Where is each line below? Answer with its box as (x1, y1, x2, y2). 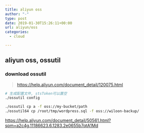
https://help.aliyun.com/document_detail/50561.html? (5, 118, 111, 123)
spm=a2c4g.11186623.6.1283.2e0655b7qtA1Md (5, 123, 99, 129)
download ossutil (5, 71, 46, 77)
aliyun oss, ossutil (5, 56, 61, 64)
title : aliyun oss (5, 7, 42, 12)
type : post (5, 16, 27, 21)
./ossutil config (5, 95, 40, 101)
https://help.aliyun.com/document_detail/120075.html (16, 82, 123, 88)
